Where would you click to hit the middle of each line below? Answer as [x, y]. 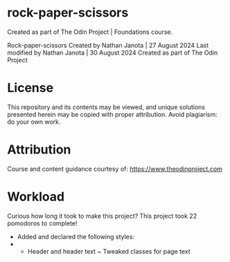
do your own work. [34, 122]
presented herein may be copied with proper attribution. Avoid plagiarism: [112, 114]
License [30, 88]
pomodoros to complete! [42, 223]
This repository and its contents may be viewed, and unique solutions [106, 107]
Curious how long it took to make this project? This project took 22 [102, 216]
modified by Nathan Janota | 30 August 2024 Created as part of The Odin [113, 53]
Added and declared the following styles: [76, 236]
